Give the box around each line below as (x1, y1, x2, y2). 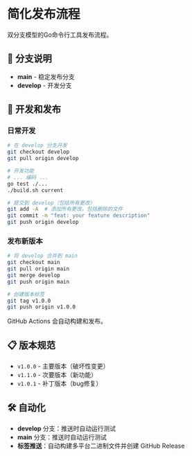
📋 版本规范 (7, 339, 56, 351)
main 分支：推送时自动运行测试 (17, 432, 107, 441)
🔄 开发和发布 (7, 103, 61, 115)
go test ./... (7, 180, 49, 187)
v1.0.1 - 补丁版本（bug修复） (17, 379, 103, 388)
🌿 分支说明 (7, 53, 52, 64)
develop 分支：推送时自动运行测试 (17, 424, 116, 432)
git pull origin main (7, 265, 70, 272)
